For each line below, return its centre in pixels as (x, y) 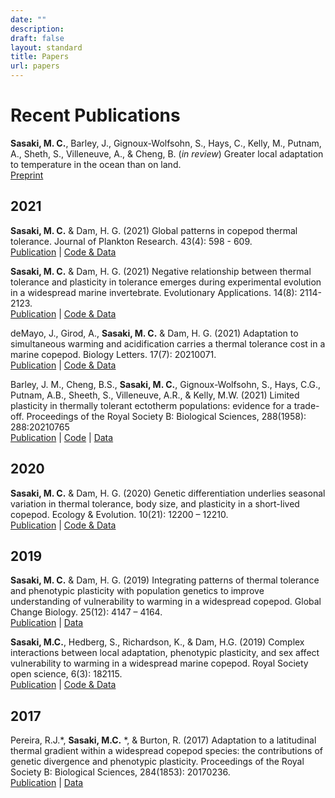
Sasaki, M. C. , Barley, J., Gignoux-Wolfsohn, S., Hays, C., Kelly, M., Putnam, (166, 143)
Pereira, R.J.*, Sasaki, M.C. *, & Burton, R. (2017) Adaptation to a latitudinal (163, 740)
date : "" (28, 19)
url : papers (35, 66)
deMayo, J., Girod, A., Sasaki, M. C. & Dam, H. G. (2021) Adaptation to (154, 333)
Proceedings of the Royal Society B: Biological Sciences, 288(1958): (166, 416)
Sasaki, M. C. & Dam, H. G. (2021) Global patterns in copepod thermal (154, 230)
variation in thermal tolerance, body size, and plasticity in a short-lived (155, 503)
